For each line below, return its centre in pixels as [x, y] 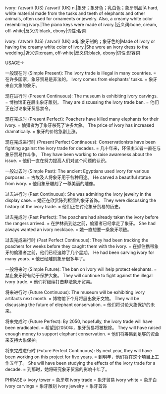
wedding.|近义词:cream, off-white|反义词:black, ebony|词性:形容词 [73, 53]
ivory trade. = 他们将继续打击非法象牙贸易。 [50, 282]
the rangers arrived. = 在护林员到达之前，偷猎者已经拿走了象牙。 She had [81, 223]
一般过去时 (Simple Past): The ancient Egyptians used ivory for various [77, 171]
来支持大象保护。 [23, 340]
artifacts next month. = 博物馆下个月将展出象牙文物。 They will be [72, 298]
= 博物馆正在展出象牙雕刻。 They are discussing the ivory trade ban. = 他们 [82, 102]
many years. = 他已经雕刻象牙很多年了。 [46, 259]
